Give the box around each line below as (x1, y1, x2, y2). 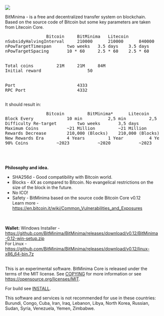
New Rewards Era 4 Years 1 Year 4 (5, 135, 152, 141)
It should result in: (5, 102, 41, 107)
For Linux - (5, 241, 27, 246)
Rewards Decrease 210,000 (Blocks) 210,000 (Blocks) (5, 130, 160, 136)
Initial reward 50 (5, 68, 93, 73)
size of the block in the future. (12, 185, 73, 190)
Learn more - (12, 200, 39, 206)
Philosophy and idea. (5, 165, 49, 170)
